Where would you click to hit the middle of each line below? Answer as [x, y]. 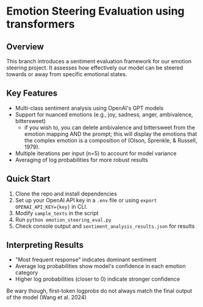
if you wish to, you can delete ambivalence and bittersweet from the [109, 127]
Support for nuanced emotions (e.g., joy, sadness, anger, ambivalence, [104, 115]
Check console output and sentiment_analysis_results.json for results [105, 226]
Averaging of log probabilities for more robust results [81, 160]
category [27, 273]
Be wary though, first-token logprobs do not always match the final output [99, 291]
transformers [41, 24]
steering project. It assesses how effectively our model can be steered [95, 68]
